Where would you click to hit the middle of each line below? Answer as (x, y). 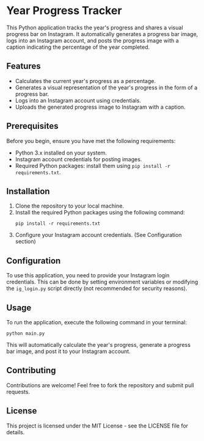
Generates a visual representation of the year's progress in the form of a (106, 87)
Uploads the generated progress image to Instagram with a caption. (100, 107)
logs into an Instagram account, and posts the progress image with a (93, 40)
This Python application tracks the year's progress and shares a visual (95, 27)
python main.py (26, 333)
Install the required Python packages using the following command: (100, 213)
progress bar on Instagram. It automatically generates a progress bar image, (102, 34)
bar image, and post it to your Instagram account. (68, 351)
